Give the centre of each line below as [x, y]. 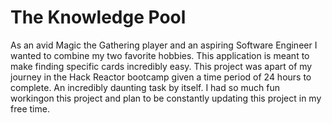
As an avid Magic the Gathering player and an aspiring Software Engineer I [164, 45]
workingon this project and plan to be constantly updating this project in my [166, 98]
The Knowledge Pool [98, 17]
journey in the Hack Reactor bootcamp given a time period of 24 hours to [161, 77]
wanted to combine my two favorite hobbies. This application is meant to [160, 55]
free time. [30, 108]
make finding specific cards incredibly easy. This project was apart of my [161, 66]
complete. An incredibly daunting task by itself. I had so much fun [145, 87]
